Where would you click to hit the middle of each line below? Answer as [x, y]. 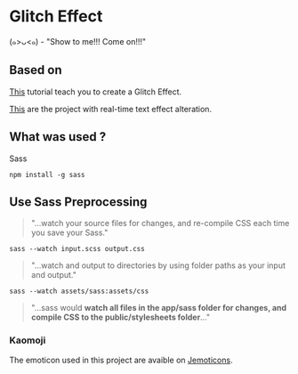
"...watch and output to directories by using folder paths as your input [158, 265]
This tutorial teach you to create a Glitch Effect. [96, 92]
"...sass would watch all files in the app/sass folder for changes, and [159, 308]
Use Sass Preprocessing [78, 202]
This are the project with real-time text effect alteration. [110, 109]
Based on [36, 70]
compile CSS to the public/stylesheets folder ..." [121, 317]
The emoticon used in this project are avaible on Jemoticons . [121, 360]
